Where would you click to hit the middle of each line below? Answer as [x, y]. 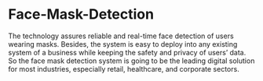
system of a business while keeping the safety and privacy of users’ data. [127, 52]
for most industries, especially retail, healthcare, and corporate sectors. [124, 69]
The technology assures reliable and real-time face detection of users [121, 36]
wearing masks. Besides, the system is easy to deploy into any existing [123, 44]
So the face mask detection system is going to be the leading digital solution [131, 61]
